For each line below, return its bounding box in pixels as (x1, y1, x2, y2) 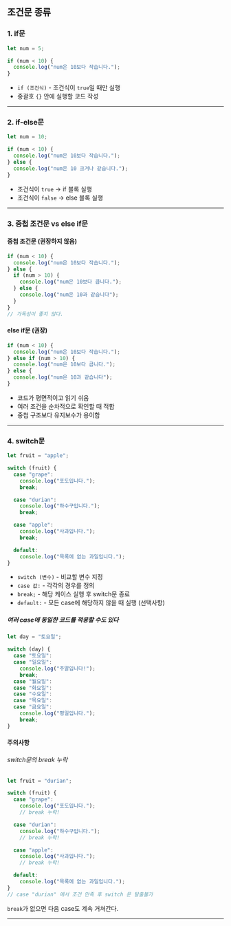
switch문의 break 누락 (7, 755, 68, 764)
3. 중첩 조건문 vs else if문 (7, 219, 88, 229)
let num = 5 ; (7, 45, 45, 52)
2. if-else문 (7, 118, 45, 127)
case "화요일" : (13, 684, 53, 691)
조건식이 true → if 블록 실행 (16, 185, 93, 193)
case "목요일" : (13, 697, 53, 704)
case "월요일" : (13, 677, 53, 685)
